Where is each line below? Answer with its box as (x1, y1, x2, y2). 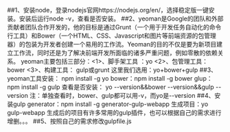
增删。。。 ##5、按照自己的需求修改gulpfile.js (7, 117, 132, 125)
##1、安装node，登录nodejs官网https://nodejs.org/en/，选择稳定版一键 (7, 6, 209, 14)
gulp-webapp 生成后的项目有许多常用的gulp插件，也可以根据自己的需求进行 (7, 109, 222, 116)
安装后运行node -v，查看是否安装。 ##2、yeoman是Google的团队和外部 (19, 14, 224, 23)
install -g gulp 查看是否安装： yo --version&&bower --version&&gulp (21, 83, 214, 91)
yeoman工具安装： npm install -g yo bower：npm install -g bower (7, 75, 193, 82)
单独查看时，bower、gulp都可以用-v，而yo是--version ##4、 (41, 92, 215, 99)
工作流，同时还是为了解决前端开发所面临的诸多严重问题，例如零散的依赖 (12, 49, 218, 57)
